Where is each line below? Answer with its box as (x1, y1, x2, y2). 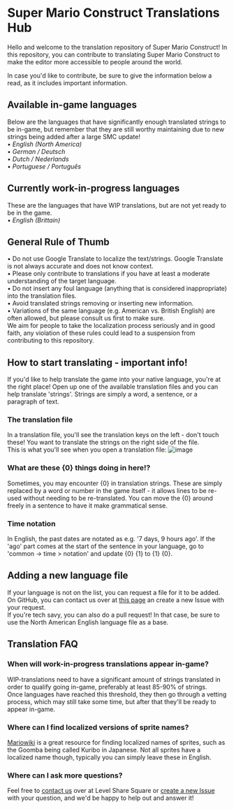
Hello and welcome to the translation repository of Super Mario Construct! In (7, 43, 228, 51)
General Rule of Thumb (7, 236, 110, 248)
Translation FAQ (7, 638, 78, 650)
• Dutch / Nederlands (7, 155, 69, 163)
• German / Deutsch (7, 147, 66, 155)
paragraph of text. (7, 397, 59, 406)
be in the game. (7, 208, 52, 217)
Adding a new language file (7, 570, 129, 582)
